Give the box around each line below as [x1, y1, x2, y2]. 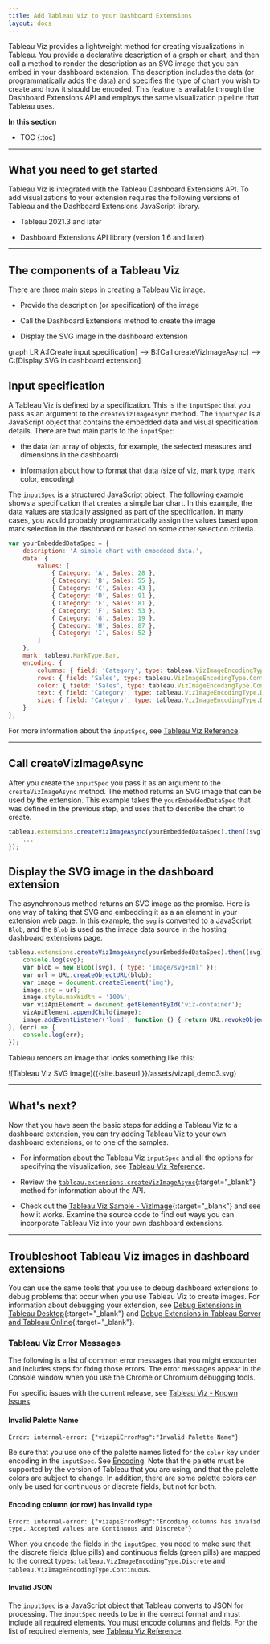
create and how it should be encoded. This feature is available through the [8, 84, 255, 93]
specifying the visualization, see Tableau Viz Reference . [19, 1162, 206, 1171]
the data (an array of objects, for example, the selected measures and [19, 441, 252, 451]
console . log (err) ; [22, 1031, 84, 1039]
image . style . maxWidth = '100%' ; [22, 994, 131, 1002]
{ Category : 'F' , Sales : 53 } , [51, 606, 157, 615]
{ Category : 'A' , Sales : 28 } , [51, 569, 157, 577]
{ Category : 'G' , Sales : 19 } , [51, 614, 157, 622]
